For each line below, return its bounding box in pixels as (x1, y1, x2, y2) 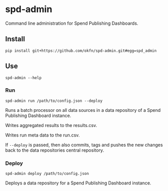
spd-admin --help (5, 75, 42, 80)
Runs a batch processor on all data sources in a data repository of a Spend (5, 107, 161, 113)
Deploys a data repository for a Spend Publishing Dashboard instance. (5, 180, 151, 186)
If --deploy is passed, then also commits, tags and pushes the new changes (5, 142, 163, 148)
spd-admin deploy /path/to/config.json (5, 171, 89, 176)
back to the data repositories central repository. (5, 147, 104, 153)
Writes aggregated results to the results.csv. (5, 122, 97, 128)
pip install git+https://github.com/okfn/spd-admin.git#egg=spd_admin (5, 48, 157, 53)
